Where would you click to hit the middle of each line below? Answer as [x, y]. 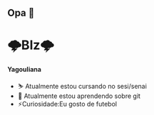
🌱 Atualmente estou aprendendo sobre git [79, 96]
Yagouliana [24, 70]
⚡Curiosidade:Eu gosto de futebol [67, 104]
